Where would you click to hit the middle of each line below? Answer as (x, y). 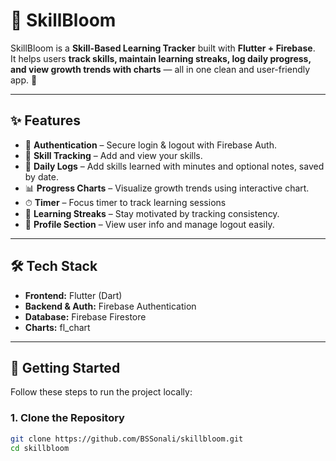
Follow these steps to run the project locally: (101, 392)
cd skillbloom (40, 448)
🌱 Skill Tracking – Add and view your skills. (113, 155)
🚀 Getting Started (65, 367)
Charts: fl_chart (57, 327)
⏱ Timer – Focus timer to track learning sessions (125, 202)
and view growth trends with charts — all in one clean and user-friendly (160, 69)
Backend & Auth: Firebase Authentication (110, 306)
